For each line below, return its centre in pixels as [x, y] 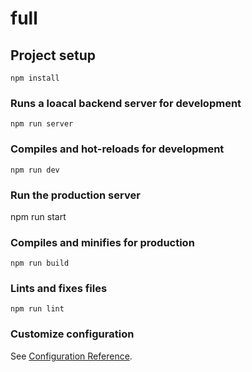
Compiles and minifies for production [102, 242]
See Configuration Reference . [71, 356]
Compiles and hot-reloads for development [117, 149]
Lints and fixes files [59, 289]
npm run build [40, 263]
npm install [35, 78]
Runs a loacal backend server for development [126, 103]
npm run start [38, 216]
